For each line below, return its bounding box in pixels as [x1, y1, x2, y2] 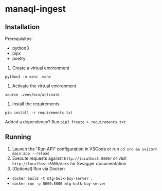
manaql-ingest [5, 3, 66, 15]
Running [5, 133, 32, 141]
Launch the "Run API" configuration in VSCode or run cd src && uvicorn [12, 146, 158, 152]
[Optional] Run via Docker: [12, 166, 65, 172]
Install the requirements [12, 101, 60, 107]
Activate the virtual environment [12, 83, 76, 89]
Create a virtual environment [12, 65, 70, 71]
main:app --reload [12, 151, 50, 156]
